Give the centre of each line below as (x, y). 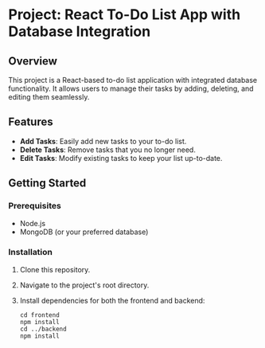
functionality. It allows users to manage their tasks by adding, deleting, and (131, 88)
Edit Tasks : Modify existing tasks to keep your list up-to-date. (121, 158)
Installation (31, 252)
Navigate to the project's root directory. (84, 285)
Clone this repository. (55, 269)
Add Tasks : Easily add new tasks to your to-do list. (103, 141)
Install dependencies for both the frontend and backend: (112, 300)
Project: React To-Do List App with (125, 15)
